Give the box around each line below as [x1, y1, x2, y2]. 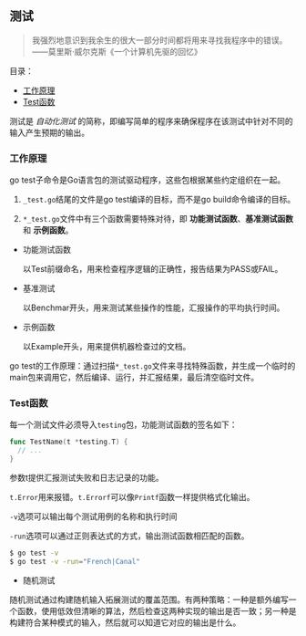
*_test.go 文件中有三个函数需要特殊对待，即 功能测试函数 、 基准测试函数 [22, 214, 294, 224]
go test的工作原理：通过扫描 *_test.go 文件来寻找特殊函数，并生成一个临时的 [9, 360, 296, 371]
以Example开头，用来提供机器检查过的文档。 [22, 341, 191, 352]
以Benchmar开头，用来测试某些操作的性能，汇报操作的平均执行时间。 [22, 302, 285, 313]
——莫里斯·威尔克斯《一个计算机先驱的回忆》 [31, 46, 202, 57]
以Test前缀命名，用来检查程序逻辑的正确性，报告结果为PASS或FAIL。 [22, 264, 283, 275]
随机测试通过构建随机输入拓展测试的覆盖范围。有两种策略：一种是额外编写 [9, 594, 289, 605]
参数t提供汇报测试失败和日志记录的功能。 [9, 473, 164, 484]
